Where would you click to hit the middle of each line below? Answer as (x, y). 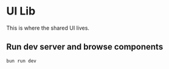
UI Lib (21, 11)
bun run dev (21, 61)
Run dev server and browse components (85, 47)
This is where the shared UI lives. (48, 28)
